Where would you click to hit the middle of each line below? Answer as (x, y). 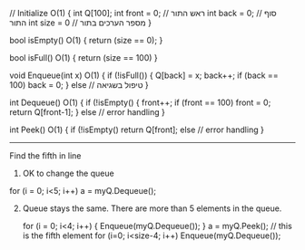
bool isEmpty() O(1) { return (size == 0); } (86, 40)
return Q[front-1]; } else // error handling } (87, 112)
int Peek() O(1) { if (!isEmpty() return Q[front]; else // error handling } (137, 130)
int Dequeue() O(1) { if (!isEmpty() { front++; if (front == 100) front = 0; (140, 102)
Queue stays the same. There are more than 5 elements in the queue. (152, 208)
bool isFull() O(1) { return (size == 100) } (84, 58)
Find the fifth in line (45, 156)
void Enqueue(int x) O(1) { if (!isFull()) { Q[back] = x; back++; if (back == (144, 75)
